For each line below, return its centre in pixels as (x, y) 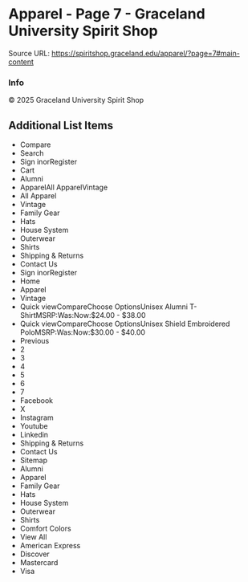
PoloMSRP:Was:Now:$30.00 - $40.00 (83, 332)
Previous (35, 341)
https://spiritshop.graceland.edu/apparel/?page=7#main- (146, 53)
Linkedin (34, 435)
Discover (35, 554)
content (21, 62)
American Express (50, 546)
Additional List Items (61, 125)
